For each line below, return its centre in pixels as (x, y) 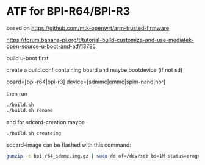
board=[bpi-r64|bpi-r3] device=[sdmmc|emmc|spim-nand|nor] (86, 82)
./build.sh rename (30, 110)
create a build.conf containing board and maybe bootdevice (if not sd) (95, 70)
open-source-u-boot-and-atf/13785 (51, 46)
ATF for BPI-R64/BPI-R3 (68, 11)
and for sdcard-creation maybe (46, 122)
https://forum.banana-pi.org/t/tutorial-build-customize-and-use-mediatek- (100, 40)
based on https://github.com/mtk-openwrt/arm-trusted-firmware (88, 28)
